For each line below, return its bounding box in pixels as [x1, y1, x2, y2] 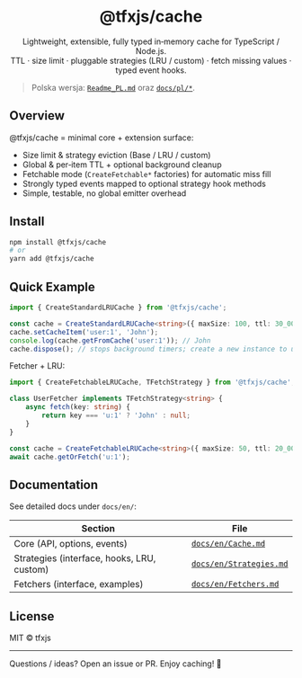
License [9, 609, 55, 624]
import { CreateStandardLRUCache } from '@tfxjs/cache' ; [9, 303, 227, 312]
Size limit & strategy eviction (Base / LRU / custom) [22, 149, 211, 160]
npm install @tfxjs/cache [9, 237, 106, 246]
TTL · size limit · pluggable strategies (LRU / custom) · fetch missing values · [10, 55, 292, 66]
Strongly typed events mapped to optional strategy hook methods [22, 178, 267, 189]
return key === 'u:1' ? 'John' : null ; [41, 411, 191, 420]
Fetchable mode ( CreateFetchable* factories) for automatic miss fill [22, 168, 271, 179]
